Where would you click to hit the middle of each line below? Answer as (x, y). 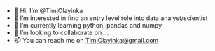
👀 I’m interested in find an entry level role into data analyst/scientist (111, 18)
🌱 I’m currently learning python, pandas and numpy (88, 25)
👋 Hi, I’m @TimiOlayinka (48, 11)
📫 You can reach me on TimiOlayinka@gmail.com (86, 40)
